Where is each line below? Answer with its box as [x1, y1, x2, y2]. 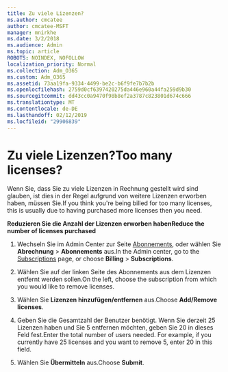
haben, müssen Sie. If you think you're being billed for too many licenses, [7, 199, 212, 207]
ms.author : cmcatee [7, 16, 63, 23]
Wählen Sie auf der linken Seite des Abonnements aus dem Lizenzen [16, 268, 211, 276]
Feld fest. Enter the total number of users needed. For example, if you [16, 331, 212, 339]
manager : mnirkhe [7, 29, 57, 36]
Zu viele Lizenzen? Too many [7, 148, 173, 163]
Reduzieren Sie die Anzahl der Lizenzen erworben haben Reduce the [7, 220, 205, 228]
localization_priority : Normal [7, 61, 97, 68]
